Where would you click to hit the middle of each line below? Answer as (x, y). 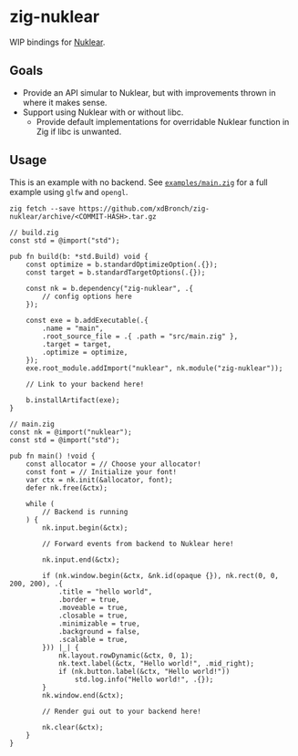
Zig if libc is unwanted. (79, 131)
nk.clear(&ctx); (73, 727)
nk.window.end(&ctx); (83, 695)
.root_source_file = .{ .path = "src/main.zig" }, (140, 336)
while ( (40, 503)
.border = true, (89, 599)
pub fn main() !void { (52, 456)
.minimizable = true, (99, 623)
